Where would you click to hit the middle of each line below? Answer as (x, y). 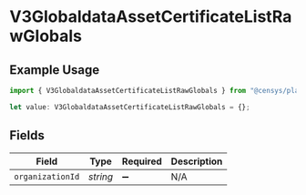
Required (142, 161)
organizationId (47, 176)
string (101, 177)
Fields (27, 135)
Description (197, 161)
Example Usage (55, 70)
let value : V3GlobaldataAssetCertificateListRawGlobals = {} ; (130, 107)
